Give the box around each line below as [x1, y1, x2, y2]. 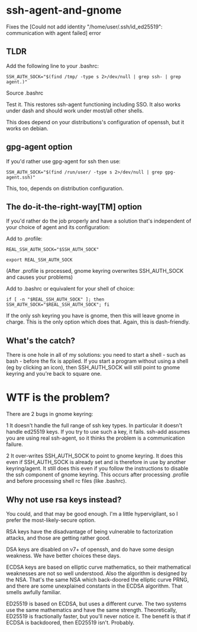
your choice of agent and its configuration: [6, 224, 111, 231]
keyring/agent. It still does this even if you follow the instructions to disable [6, 465, 189, 472]
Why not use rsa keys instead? [6, 495, 122, 505]
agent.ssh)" [6, 174, 35, 180]
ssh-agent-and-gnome [6, 4, 122, 17]
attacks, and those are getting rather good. [6, 534, 111, 541]
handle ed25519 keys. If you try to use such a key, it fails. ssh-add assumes [6, 428, 190, 436]
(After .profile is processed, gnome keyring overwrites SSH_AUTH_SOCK [6, 267, 184, 275]
